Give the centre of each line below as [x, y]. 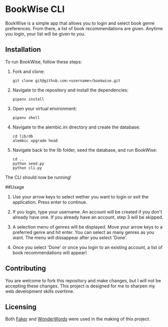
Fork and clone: [29, 71]
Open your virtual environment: [45, 108]
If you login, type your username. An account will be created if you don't [87, 211]
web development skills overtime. [40, 291]
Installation [23, 49]
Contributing [26, 268]
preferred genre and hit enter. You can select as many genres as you [83, 232]
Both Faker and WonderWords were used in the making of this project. [78, 319]
